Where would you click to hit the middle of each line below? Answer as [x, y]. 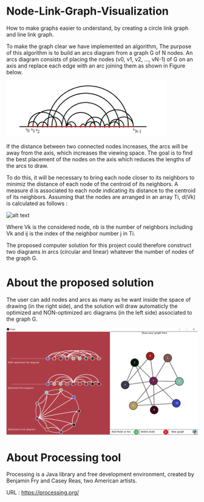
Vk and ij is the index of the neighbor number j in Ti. [71, 233]
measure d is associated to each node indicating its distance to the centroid [101, 190]
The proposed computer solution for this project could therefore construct [99, 245]
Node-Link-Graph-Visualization [87, 11]
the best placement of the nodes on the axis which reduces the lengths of [99, 159]
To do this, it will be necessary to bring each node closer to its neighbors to [100, 177]
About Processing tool [64, 457]
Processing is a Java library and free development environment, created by [100, 474]
